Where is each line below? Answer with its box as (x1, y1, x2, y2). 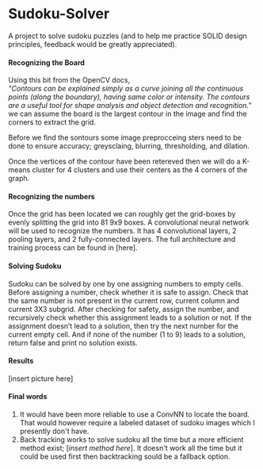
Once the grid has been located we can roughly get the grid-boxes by (8, 210, 236, 219)
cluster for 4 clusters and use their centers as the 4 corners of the (32, 165, 248, 175)
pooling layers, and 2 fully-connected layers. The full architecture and (8, 235, 236, 244)
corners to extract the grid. (8, 117, 97, 127)
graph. (8, 174, 30, 183)
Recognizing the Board (8, 57, 86, 67)
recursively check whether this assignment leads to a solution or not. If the (8, 313, 252, 322)
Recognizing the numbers (8, 191, 95, 201)
